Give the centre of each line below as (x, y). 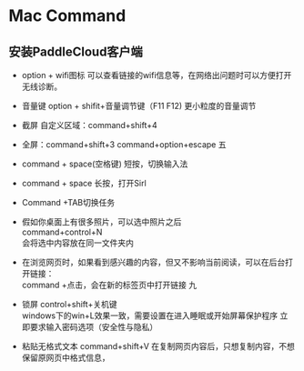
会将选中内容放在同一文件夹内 (77, 243)
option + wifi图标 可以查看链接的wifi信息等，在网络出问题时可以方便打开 (157, 75)
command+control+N (62, 232)
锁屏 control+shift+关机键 (69, 304)
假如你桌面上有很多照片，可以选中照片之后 (101, 222)
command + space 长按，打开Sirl (84, 183)
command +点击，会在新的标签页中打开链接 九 (109, 285)
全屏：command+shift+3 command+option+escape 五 (124, 145)
